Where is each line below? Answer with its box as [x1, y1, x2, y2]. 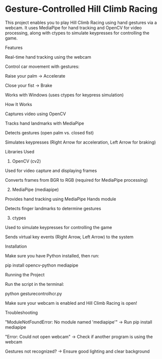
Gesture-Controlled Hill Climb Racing [5, 3, 158, 15]
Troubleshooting [5, 309, 38, 316]
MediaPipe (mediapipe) [12, 187, 59, 192]
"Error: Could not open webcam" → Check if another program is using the [5, 334, 153, 339]
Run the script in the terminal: [5, 281, 64, 287]
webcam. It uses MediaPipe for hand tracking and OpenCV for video [5, 24, 142, 30]
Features [5, 44, 23, 50]
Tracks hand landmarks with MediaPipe [5, 120, 84, 126]
